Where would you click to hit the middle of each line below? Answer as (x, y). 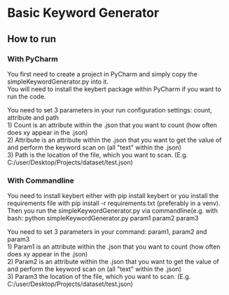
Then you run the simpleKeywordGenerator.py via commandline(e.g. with (113, 211)
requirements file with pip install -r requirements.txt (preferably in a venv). (114, 203)
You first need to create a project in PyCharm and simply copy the (102, 74)
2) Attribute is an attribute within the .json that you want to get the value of (114, 140)
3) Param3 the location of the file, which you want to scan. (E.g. (99, 277)
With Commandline (41, 181)
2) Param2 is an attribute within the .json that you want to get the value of (113, 262)
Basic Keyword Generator (83, 13)
